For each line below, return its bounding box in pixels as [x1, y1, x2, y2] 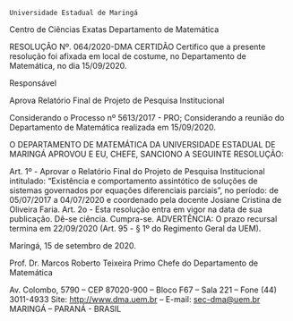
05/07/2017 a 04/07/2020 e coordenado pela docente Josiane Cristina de [9, 195, 282, 205]
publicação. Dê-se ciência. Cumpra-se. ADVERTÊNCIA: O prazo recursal [9, 214, 278, 224]
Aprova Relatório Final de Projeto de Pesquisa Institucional [9, 95, 225, 106]
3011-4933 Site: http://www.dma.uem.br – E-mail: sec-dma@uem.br [9, 294, 261, 304]
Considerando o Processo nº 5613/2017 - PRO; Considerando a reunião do [9, 113, 285, 122]
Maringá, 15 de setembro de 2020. [9, 241, 137, 250]
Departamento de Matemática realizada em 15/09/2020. [9, 122, 217, 132]
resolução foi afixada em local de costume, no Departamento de [9, 51, 246, 62]
